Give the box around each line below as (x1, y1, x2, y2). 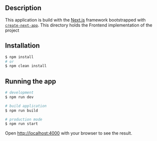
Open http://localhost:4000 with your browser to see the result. (5, 130, 133, 136)
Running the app (5, 77, 56, 85)
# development (5, 90, 34, 95)
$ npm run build (5, 108, 38, 113)
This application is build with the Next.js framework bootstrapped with (5, 17, 146, 23)
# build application (5, 103, 47, 108)
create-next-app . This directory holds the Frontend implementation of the (5, 22, 153, 28)
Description (5, 4, 41, 12)
